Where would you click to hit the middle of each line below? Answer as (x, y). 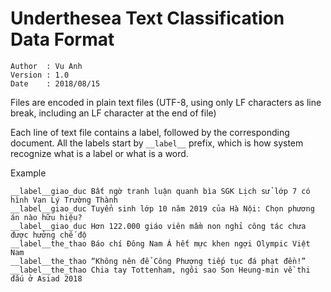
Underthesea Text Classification (147, 18)
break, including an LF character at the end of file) (113, 113)
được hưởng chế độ (48, 235)
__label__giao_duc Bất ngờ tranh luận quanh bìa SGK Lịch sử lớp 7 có (160, 191)
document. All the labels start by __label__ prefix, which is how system (157, 143)
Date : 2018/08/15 (55, 83)
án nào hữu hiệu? (46, 217)
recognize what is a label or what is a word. (99, 153)
